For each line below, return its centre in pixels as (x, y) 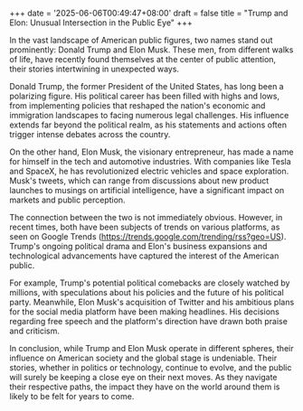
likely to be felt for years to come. (72, 396)
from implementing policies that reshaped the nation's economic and (137, 106)
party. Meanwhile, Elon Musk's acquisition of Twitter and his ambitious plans (152, 302)
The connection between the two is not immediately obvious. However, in (146, 217)
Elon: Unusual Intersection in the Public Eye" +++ (101, 23)
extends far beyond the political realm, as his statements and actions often (148, 125)
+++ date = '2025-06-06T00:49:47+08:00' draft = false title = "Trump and (149, 13)
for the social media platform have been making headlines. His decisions (145, 312)
